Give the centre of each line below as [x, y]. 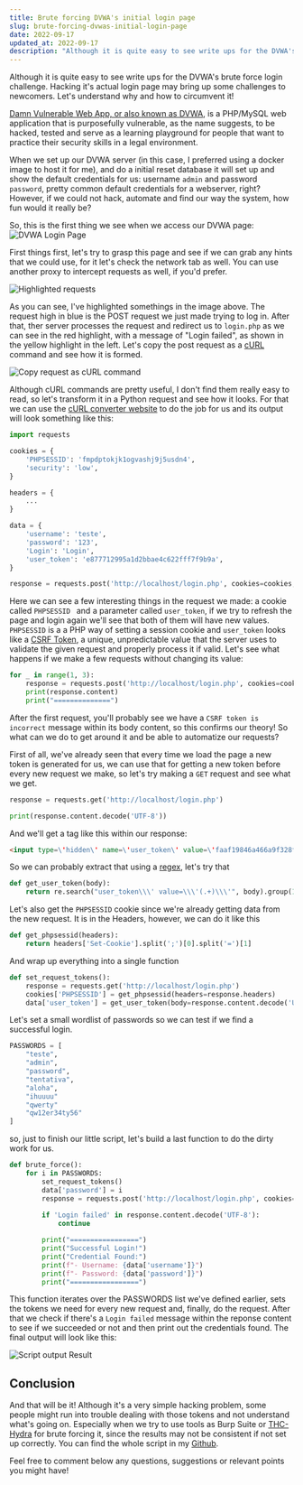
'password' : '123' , [62, 543]
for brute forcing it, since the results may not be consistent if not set [160, 1434]
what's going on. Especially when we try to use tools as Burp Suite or [138, 1425]
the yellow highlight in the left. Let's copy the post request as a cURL [137, 345]
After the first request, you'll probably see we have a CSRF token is [134, 718]
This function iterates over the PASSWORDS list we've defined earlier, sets [147, 1299]
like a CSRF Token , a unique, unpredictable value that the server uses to [143, 640]
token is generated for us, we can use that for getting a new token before [145, 764]
